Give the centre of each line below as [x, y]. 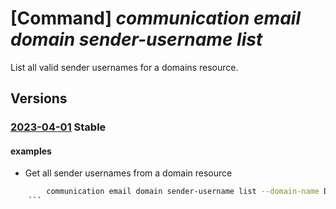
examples [31, 151]
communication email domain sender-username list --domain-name [183, 192]
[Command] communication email [155, 18]
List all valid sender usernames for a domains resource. [124, 67]
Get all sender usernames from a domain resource [128, 173]
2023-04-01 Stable [58, 127]
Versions [39, 98]
